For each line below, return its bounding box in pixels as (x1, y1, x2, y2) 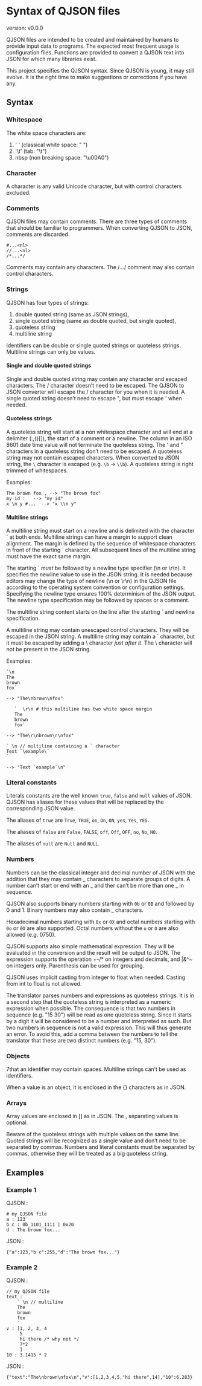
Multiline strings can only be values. (6, 348, 96, 355)
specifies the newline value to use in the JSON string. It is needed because (6, 571, 193, 578)
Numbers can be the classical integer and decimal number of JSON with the (6, 869, 195, 876)
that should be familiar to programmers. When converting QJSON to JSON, (6, 224, 193, 232)
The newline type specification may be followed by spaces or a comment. (6, 597, 190, 604)
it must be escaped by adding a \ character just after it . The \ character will (6, 639, 192, 646)
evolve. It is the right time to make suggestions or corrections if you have (6, 73, 188, 80)
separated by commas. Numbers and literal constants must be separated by (6, 1144, 195, 1151)
